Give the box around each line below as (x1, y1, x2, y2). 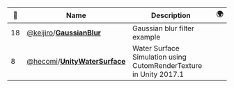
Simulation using (132, 52, 187, 62)
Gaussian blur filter (132, 24, 195, 33)
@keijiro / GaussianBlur (26, 28, 101, 37)
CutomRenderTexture (132, 61, 203, 70)
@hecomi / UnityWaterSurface (26, 57, 126, 66)
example (132, 33, 161, 42)
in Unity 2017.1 (132, 69, 185, 79)
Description (150, 10, 191, 20)
